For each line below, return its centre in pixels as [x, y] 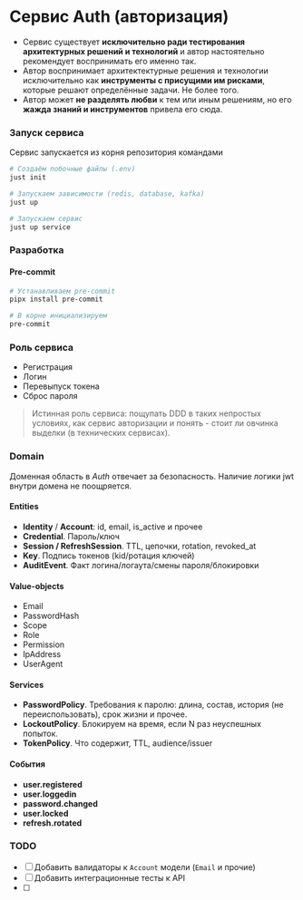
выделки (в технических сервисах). [101, 433]
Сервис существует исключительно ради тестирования [133, 42]
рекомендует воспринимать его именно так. [109, 61]
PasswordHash [51, 616]
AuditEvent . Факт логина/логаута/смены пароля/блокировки [141, 565]
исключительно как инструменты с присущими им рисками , [143, 80]
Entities [24, 507]
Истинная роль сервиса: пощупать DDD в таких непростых [146, 413]
